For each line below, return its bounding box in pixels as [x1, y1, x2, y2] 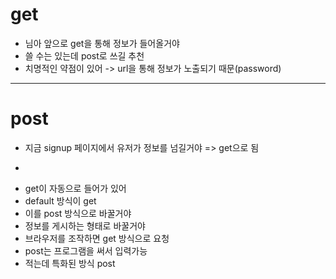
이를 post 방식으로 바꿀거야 [24, 207, 132, 219]
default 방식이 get [24, 194, 97, 207]
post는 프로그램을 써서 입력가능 [24, 244, 148, 257]
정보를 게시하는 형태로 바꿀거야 [24, 219, 146, 232]
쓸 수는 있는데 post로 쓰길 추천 [24, 49, 145, 62]
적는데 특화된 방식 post [24, 257, 116, 269]
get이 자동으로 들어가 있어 [24, 182, 127, 194]
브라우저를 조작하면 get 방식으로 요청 [24, 232, 170, 244]
